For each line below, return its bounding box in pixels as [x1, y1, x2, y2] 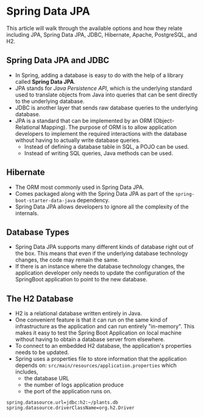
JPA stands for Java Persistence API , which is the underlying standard [15, 84, 192, 92]
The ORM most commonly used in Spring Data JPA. [15, 183, 145, 191]
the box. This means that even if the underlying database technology [15, 249, 188, 257]
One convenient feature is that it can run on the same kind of [15, 316, 168, 323]
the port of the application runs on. [24, 388, 112, 395]
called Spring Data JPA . [15, 78, 76, 85]
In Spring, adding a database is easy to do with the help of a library [15, 72, 184, 79]
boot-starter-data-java [15, 197, 76, 204]
